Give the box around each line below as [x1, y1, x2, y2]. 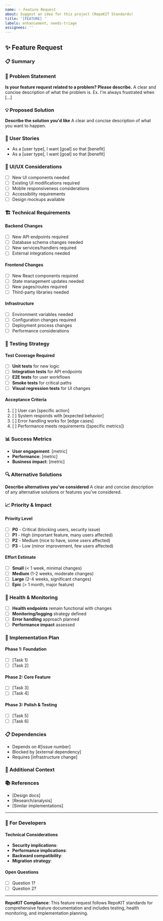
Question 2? [12, 885, 36, 891]
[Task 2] [12, 663, 29, 668]
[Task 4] [12, 690, 29, 696]
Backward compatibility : [12, 853, 63, 859]
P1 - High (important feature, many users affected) [12, 532, 113, 538]
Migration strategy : [12, 858, 52, 864]
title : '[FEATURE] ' [5, 16, 47, 21]
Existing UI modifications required [12, 180, 80, 185]
